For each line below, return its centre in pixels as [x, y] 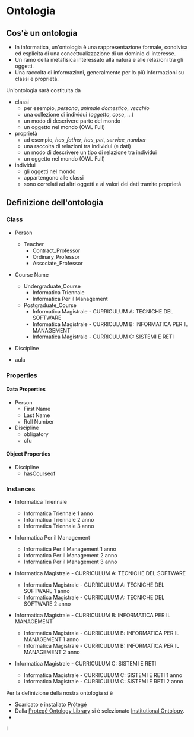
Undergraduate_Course [52, 286]
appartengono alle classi [54, 178]
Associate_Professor [58, 263]
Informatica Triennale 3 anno [59, 526]
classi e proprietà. [37, 79]
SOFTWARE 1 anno [47, 591]
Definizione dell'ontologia [55, 203]
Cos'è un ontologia [42, 33]
